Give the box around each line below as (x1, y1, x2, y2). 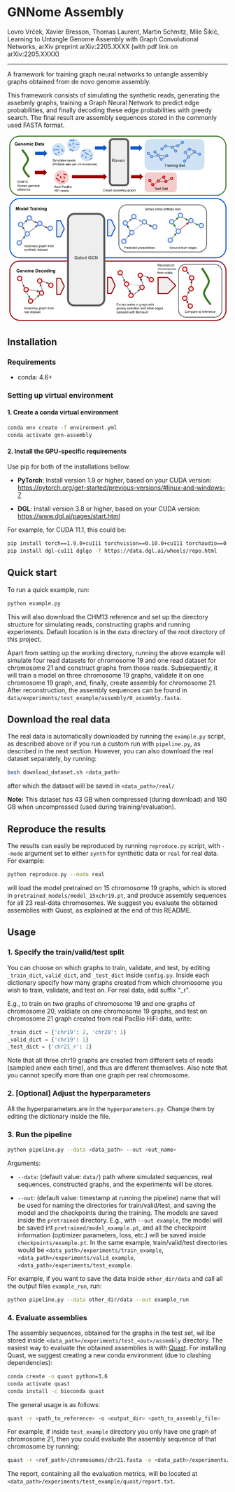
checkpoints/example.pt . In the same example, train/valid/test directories (17, 1238, 227, 1246)
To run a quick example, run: (7, 585, 90, 593)
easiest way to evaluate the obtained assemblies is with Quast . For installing (7, 1343, 227, 1352)
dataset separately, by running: (7, 755, 97, 763)
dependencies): (7, 1358, 52, 1366)
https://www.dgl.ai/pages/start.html (17, 512, 120, 520)
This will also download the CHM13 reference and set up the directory (7, 612, 208, 621)
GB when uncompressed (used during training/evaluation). (7, 802, 176, 811)
